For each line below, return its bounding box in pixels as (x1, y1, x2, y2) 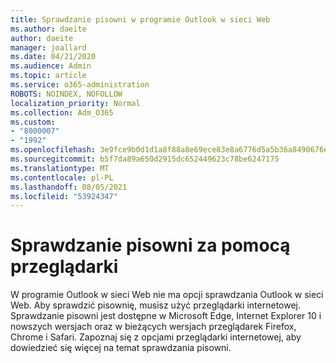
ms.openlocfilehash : (10, 145, 97, 155)
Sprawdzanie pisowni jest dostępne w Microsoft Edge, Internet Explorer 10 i (10, 310, 322, 322)
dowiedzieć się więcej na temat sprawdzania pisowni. (10, 342, 232, 354)
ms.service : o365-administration (10, 80, 150, 90)
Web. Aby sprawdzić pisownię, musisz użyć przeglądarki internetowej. (10, 299, 302, 311)
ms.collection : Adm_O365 (10, 107, 114, 118)
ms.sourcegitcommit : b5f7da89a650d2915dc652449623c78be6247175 (10, 154, 280, 164)
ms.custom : (10, 117, 56, 127)
